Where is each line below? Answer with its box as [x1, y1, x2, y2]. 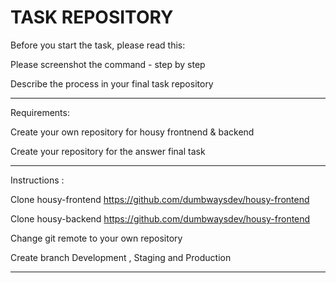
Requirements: [10, 106, 70, 118]
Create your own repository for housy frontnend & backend [10, 126, 255, 138]
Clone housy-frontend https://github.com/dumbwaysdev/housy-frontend [10, 193, 310, 205]
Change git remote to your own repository [10, 232, 183, 244]
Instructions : [10, 174, 65, 186]
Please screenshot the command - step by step [10, 58, 206, 70]
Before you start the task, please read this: [10, 39, 186, 51]
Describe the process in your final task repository [10, 77, 214, 90]
